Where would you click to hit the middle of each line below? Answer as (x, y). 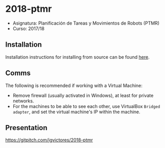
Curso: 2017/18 (28, 28)
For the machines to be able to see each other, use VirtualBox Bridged (86, 106)
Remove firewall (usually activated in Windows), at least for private (83, 95)
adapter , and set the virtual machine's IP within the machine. (77, 112)
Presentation (26, 128)
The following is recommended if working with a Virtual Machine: (74, 86)
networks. (23, 101)
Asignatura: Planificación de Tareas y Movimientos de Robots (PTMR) (86, 23)
